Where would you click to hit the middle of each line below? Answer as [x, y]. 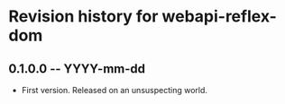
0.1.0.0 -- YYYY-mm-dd [77, 69]
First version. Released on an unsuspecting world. [115, 90]
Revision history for [83, 17]
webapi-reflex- [219, 17]
